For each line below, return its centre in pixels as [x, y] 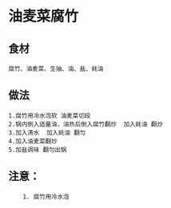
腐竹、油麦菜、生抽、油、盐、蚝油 [56, 69]
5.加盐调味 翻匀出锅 [38, 150]
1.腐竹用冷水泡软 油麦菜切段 [50, 116]
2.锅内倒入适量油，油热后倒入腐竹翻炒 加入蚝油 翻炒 [86, 124]
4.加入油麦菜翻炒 [33, 141]
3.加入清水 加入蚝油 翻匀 [47, 133]
